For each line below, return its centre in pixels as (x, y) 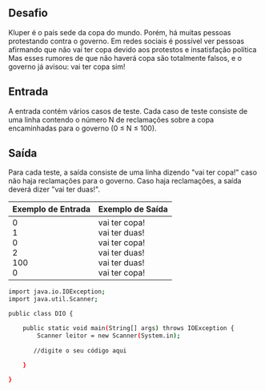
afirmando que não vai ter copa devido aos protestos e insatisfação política (132, 49)
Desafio (28, 13)
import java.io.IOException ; (57, 292)
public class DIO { (41, 314)
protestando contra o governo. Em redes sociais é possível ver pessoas (126, 41)
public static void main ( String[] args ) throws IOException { (128, 329)
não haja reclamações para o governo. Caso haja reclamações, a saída (125, 181)
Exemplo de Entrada (51, 209)
